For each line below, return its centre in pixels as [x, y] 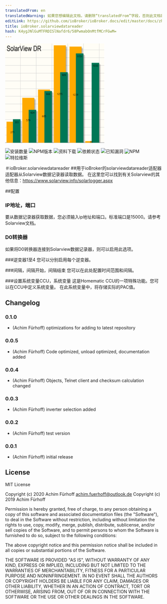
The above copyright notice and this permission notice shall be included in [81, 545]
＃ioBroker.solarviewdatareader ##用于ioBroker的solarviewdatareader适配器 [83, 168]
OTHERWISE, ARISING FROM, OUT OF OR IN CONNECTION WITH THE [78, 592]
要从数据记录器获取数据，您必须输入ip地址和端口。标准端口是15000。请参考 [83, 217]
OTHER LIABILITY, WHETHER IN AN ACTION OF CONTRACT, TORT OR [78, 586]
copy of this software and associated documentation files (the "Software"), [82, 514]
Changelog [23, 303]
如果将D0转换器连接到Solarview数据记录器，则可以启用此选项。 [70, 249]
